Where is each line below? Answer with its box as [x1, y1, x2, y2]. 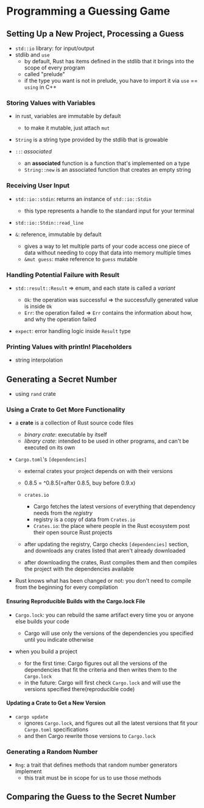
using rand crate [15, 390, 56, 397]
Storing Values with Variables [6, 99, 96, 107]
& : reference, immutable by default [15, 230, 102, 238]
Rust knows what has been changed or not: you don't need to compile [15, 577, 192, 585]
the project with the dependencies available [24, 565, 134, 573]
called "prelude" [24, 71, 66, 77]
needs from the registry [33, 510, 93, 517]
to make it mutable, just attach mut [24, 124, 110, 132]
